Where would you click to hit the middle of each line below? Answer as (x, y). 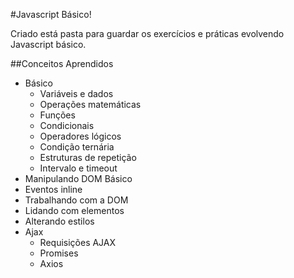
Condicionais (67, 125)
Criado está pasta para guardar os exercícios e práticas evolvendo (147, 33)
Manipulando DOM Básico (78, 178)
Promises (59, 253)
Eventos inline (53, 189)
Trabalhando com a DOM (76, 200)
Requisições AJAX (78, 242)
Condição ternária (77, 147)
